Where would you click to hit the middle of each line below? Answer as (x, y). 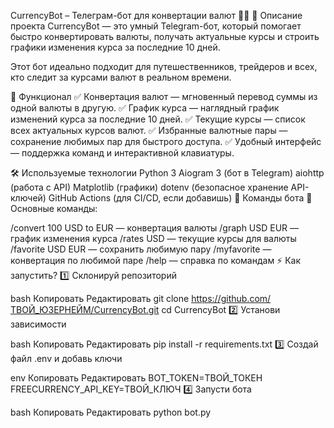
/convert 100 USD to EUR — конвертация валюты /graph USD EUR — (155, 228)
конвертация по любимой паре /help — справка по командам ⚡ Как (156, 260)
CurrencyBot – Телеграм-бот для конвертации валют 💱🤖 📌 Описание (156, 15)
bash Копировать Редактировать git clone (100, 298)
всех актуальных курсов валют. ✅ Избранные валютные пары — (149, 130)
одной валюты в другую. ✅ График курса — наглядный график (145, 108)
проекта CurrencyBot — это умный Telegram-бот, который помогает (156, 26)
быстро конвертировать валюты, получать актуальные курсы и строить (165, 36)
